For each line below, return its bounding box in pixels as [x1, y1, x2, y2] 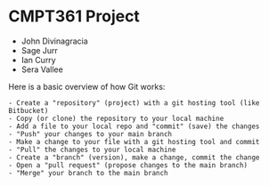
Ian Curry [20, 54, 56, 65]
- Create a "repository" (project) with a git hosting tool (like [8, 98, 260, 108]
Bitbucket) [8, 106, 49, 115]
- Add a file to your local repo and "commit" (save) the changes [8, 122, 260, 131]
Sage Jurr [20, 44, 59, 55]
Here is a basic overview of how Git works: [8, 81, 166, 92]
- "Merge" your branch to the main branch [8, 168, 168, 177]
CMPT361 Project [8, 6, 140, 27]
